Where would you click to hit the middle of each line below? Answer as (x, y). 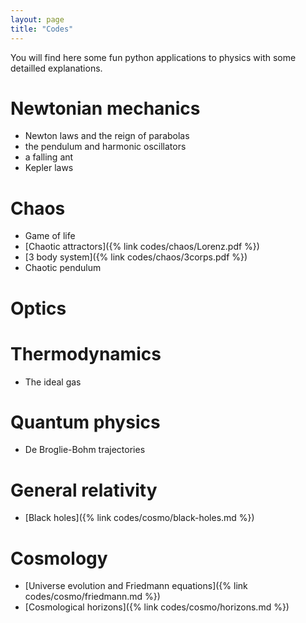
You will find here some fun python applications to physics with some (153, 57)
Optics (38, 308)
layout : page (37, 19)
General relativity (84, 490)
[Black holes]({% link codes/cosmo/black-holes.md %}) (139, 518)
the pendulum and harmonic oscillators (105, 147)
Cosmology (59, 558)
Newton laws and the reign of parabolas (107, 136)
